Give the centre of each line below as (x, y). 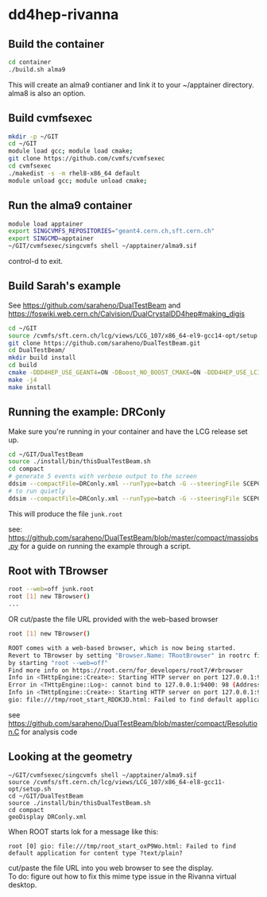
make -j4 (23, 380)
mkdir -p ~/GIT (33, 137)
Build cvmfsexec (50, 118)
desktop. (23, 884)
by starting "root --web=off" (58, 663)
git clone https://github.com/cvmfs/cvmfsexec (87, 159)
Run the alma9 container (70, 205)
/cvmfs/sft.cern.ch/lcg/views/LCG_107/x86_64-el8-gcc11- (129, 782)
